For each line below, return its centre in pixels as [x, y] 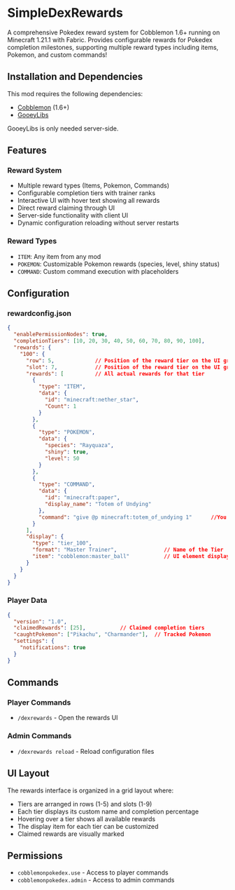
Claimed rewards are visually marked [71, 834]
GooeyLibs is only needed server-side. [63, 128]
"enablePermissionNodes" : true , [61, 335]
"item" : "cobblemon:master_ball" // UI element [119, 557]
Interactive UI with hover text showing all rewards [88, 201]
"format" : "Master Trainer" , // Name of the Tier [128, 550]
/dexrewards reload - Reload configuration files [86, 751]
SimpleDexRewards [65, 13]
